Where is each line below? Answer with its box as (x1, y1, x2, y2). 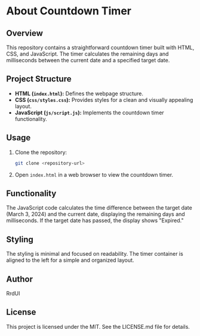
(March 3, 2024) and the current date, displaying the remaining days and (6, 211, 185, 218)
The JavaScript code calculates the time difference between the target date (6, 204, 192, 211)
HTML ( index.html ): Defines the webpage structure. (14, 90, 143, 97)
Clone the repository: (14, 149, 67, 156)
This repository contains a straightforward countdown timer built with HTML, (6, 44, 195, 51)
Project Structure (6, 74, 72, 84)
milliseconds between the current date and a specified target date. (6, 57, 170, 63)
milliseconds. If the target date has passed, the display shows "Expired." (6, 217, 184, 224)
